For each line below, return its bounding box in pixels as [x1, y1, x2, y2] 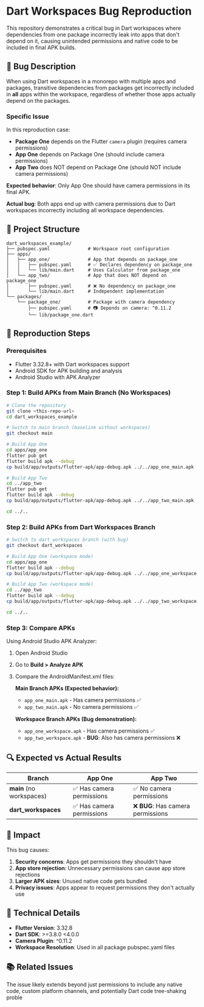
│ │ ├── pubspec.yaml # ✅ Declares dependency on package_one [6, 262, 192, 268]
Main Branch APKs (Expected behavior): [15, 685, 120, 692]
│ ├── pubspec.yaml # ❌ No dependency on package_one [6, 283, 176, 289]
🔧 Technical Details [6, 908, 81, 918]
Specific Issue [6, 112, 50, 120]
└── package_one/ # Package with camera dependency [17, 299, 175, 305]
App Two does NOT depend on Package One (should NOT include [15, 164, 182, 171]
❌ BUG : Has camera [133, 801, 190, 810]
